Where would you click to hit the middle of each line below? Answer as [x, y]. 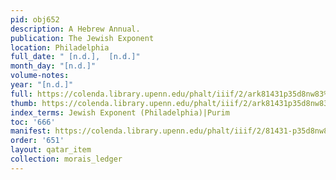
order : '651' [37, 141]
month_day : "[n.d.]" [53, 66]
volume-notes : [40, 76]
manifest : [31, 131]
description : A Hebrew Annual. [75, 29]
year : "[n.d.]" [42, 85]
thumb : [24, 103]
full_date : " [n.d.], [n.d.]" [75, 57]
